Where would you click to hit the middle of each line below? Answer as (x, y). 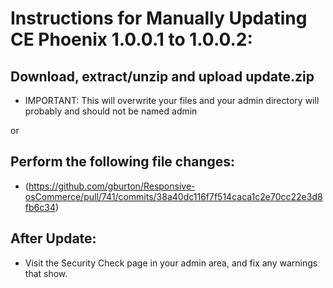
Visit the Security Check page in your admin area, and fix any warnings (171, 263)
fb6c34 (40, 207)
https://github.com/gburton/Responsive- (112, 186)
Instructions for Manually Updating (159, 18)
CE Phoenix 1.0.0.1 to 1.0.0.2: (131, 39)
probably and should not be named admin (111, 111)
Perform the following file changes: (123, 162)
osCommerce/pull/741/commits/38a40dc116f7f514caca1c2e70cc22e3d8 (173, 196)
